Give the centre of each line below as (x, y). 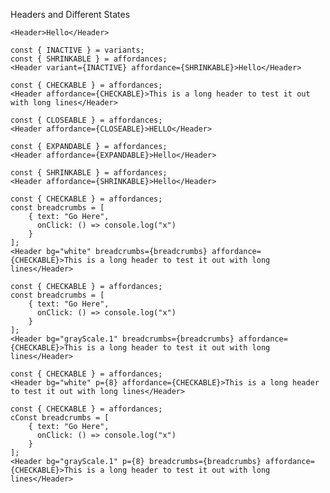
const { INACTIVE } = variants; (77, 50)
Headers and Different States (70, 14)
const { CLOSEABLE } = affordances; (86, 120)
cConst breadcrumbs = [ (60, 418)
